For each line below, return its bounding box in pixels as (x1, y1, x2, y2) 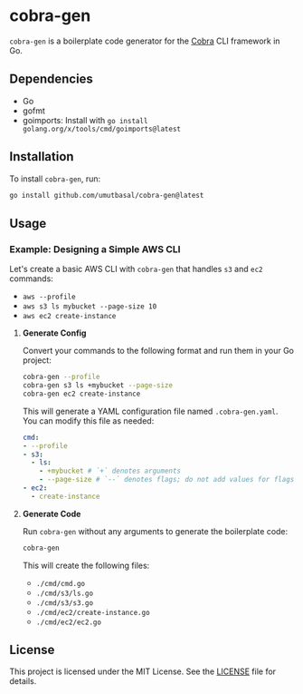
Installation (9, 149, 74, 164)
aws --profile (22, 292, 76, 302)
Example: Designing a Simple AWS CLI (9, 242, 181, 255)
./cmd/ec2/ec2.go (35, 618, 102, 627)
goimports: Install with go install (22, 114, 148, 125)
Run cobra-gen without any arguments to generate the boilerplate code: (22, 525, 289, 536)
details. (9, 676, 37, 687)
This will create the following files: (22, 560, 150, 571)
